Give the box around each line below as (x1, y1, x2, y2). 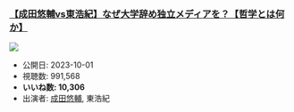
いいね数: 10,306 (21, 82, 85, 92)
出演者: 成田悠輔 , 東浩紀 (21, 93, 110, 104)
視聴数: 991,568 (21, 71, 80, 82)
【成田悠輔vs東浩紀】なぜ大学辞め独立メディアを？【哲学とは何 (9, 7, 285, 20)
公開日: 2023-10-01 (21, 60, 94, 70)
